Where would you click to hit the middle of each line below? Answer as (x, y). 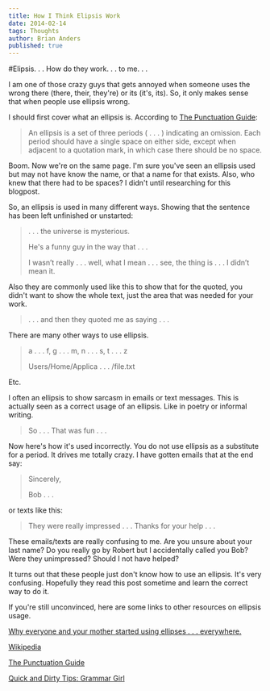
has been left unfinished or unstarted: (71, 216)
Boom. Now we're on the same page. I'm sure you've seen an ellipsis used (132, 165)
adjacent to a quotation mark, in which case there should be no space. (145, 150)
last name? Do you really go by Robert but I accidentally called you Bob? (128, 551)
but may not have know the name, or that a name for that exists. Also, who (132, 174)
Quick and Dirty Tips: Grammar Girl (66, 678)
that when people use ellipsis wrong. (69, 102)
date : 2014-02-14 (37, 23)
